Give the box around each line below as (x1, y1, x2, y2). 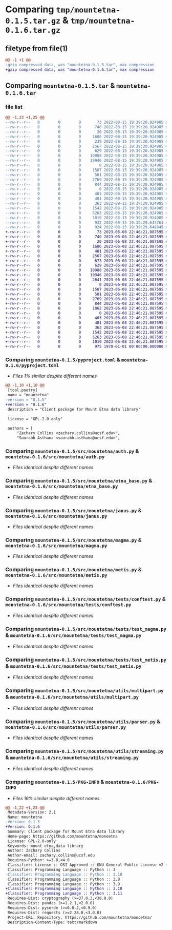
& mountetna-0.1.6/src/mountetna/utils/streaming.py (5, 753, 139, 761)
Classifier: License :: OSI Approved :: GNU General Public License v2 (7, 862, 164, 868)
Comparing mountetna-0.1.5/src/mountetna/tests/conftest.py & (5, 595, 166, 603)
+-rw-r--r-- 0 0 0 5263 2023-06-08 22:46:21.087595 (5, 335, 164, 340)
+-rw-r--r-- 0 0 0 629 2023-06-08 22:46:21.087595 (5, 263, 164, 268)
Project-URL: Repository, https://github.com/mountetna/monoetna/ (7, 915, 153, 920)
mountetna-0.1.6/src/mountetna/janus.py (5, 513, 107, 519)
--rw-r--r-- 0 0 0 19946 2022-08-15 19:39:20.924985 (5, 158, 164, 163)
